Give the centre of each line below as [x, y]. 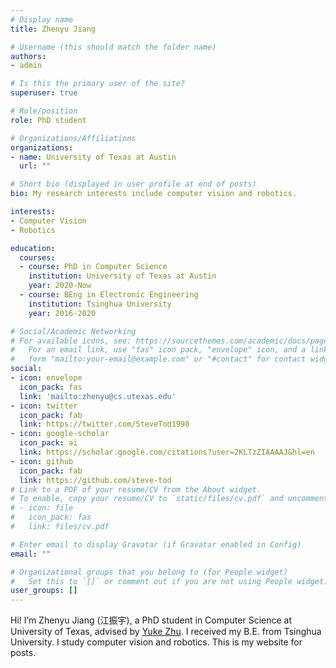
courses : [37, 257]
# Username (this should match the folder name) [113, 47]
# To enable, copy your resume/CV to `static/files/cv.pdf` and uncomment [169, 499]
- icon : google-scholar [60, 434]
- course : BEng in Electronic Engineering [109, 295]
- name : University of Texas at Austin [93, 157]
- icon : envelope [46, 378]
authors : [28, 56]
